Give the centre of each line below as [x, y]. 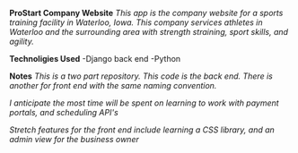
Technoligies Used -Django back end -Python [95, 59]
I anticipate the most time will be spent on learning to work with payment [145, 103]
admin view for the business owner [74, 139]
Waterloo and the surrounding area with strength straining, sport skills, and [149, 32]
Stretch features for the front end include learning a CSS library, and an [142, 130]
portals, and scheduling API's [64, 112]
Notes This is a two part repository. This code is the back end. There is [141, 76]
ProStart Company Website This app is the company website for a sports [146, 13]
